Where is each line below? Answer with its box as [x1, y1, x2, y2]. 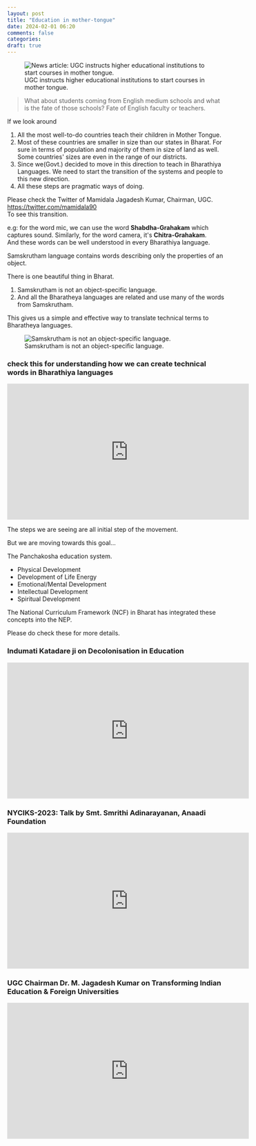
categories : [7, 36, 41, 43]
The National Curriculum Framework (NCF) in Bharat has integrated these [7, 609, 216, 617]
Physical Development [17, 566, 81, 574]
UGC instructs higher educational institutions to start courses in [24, 76, 205, 84]
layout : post [7, 10, 45, 17]
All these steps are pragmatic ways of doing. [17, 182, 144, 190]
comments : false [7, 29, 54, 37]
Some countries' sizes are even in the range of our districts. [17, 153, 188, 161]
